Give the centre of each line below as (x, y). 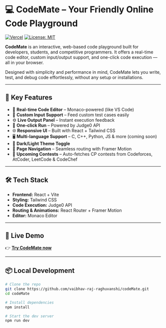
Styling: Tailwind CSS (35, 200)
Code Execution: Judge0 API (42, 205)
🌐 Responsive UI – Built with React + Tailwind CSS (64, 130)
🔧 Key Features (29, 98)
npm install (17, 307)
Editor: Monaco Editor (35, 215)
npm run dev (17, 321)
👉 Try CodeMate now (28, 248)
